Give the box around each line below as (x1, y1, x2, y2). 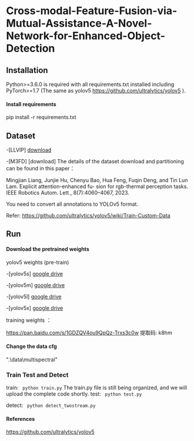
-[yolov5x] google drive (6, 304, 63, 311)
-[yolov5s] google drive (6, 270, 63, 277)
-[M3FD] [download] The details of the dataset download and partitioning (6, 158, 184, 165)
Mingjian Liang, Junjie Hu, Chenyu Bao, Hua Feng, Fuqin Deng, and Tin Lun (6, 177, 188, 184)
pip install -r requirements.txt (6, 114, 76, 121)
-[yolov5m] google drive (6, 281, 65, 288)
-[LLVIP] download (6, 146, 52, 154)
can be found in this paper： (6, 165, 75, 172)
